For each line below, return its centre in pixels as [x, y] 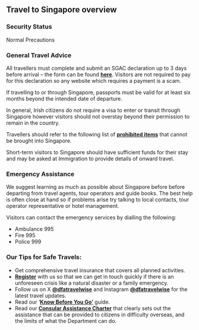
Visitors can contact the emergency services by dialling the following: [91, 217]
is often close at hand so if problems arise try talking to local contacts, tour [98, 200]
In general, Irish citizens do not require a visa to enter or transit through [93, 110]
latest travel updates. [40, 295]
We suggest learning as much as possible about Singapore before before [96, 187]
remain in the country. [33, 123]
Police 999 [28, 242]
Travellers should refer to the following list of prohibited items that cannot [97, 134]
